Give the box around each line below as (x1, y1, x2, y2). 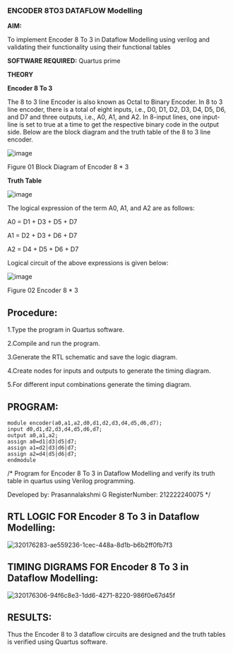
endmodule (7, 456, 37, 463)
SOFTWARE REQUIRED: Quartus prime (7, 57, 121, 65)
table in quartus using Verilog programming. (7, 476, 136, 485)
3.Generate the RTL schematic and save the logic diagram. (7, 353, 178, 362)
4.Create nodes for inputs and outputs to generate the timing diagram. (7, 366, 211, 375)
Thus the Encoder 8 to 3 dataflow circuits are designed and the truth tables (7, 630, 226, 639)
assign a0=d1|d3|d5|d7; (7, 438, 78, 445)
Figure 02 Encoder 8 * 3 (7, 286, 79, 295)
